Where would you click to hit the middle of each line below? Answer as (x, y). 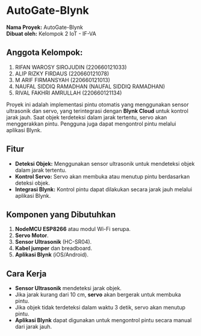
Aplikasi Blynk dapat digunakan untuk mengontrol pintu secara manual (103, 320)
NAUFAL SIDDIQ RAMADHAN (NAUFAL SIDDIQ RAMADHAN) (90, 86)
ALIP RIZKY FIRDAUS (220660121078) (62, 74)
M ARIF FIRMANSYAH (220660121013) (62, 80)
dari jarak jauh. (33, 327)
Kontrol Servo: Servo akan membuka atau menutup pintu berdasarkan (102, 176)
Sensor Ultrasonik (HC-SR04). (53, 242)
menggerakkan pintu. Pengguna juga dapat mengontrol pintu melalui (91, 124)
